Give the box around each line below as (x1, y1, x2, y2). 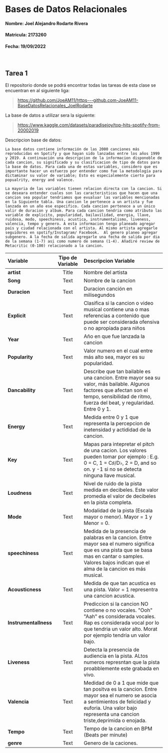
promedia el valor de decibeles (83, 493, 156, 500)
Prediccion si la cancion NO (83, 601, 148, 608)
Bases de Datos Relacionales (5, 4, 127, 15)
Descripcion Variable (83, 257, 135, 264)
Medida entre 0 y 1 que (83, 414, 139, 421)
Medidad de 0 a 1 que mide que (83, 679, 159, 686)
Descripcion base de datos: (5, 137, 62, 143)
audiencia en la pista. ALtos (83, 653, 148, 660)
